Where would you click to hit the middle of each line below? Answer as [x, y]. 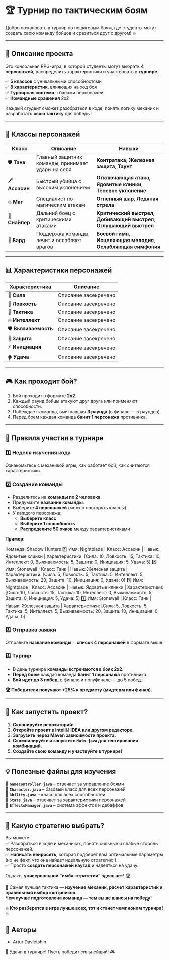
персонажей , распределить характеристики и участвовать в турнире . [82, 71]
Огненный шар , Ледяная [128, 199]
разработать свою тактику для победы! [49, 113]
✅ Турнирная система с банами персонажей [54, 92]
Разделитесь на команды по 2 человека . [57, 497]
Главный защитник [59, 157]
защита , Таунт [114, 166]
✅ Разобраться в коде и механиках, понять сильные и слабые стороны [82, 844]
